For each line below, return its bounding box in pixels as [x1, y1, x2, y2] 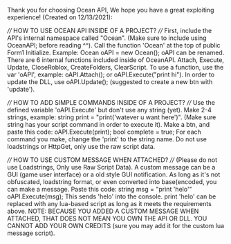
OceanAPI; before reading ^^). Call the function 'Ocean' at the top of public [7, 41, 221, 49]
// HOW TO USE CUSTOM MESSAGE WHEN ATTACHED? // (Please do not [7, 156, 218, 164]
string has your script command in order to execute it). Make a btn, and [7, 121, 210, 128]
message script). [7, 229, 55, 237]
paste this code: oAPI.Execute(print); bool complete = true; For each [7, 128, 202, 136]
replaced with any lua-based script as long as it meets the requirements [7, 200, 212, 207]
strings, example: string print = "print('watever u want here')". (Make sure [7, 113, 216, 121]
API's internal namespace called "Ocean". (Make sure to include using [7, 34, 207, 42]
